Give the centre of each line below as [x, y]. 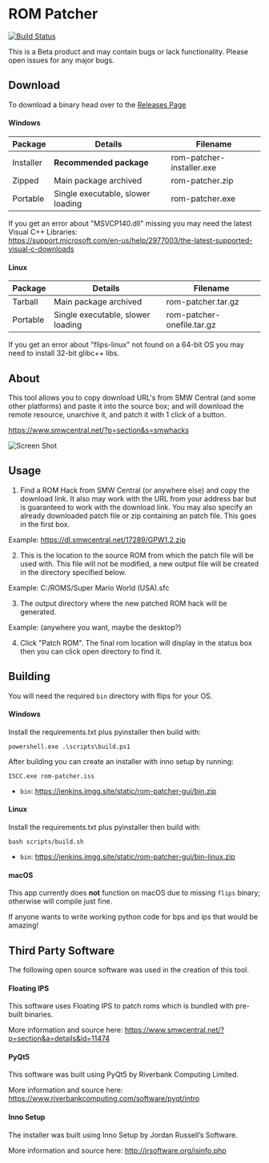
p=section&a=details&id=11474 [59, 1039]
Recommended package [101, 163]
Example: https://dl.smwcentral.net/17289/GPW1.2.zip [97, 539]
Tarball [25, 302]
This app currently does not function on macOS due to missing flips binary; [134, 893]
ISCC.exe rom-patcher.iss [51, 776]
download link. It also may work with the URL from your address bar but [138, 498]
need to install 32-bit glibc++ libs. [64, 353]
